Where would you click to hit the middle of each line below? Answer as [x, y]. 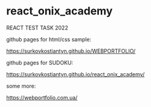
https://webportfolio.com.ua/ [42, 97]
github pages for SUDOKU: [40, 63]
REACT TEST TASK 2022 [37, 28]
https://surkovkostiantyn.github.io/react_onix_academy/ [75, 74]
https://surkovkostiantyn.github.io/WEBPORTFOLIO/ [71, 51]
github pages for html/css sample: [49, 39]
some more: [21, 86]
